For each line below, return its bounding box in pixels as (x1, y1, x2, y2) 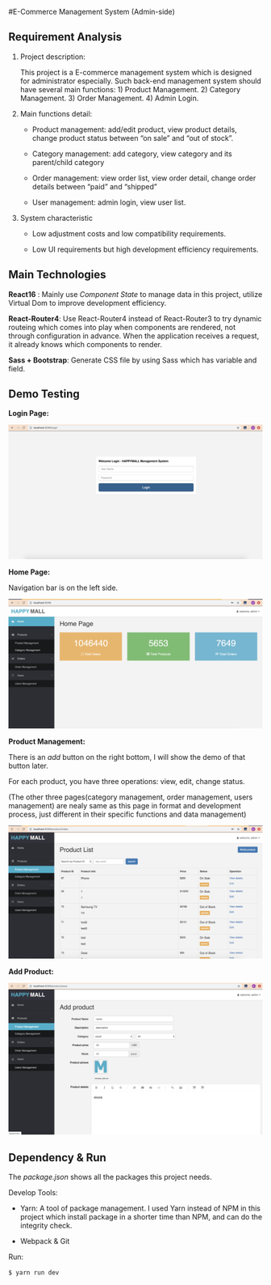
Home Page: (8, 566, 51, 577)
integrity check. (19, 1221, 73, 1230)
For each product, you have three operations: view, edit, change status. (8, 777, 245, 787)
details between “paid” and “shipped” (31, 181, 157, 191)
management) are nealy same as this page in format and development (8, 801, 242, 811)
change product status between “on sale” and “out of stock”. (31, 133, 234, 142)
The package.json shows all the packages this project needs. (8, 1173, 212, 1181)
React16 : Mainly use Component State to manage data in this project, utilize (8, 289, 263, 299)
